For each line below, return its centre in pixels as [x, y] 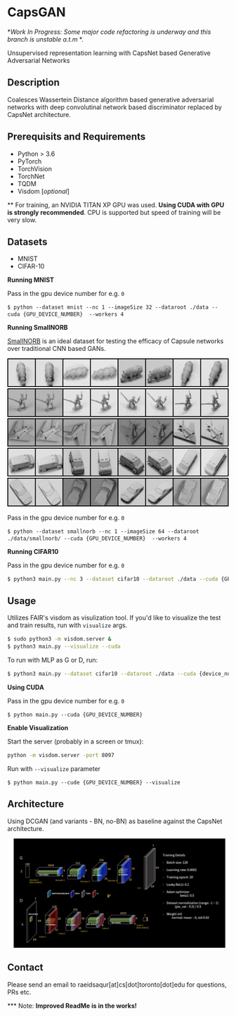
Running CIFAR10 [33, 551]
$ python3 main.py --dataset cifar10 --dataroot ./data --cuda [102, 674]
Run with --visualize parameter [54, 768]
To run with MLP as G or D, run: [53, 660]
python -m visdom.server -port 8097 [61, 755]
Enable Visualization [38, 727]
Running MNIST [31, 280]
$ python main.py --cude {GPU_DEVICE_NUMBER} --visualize [94, 782]
